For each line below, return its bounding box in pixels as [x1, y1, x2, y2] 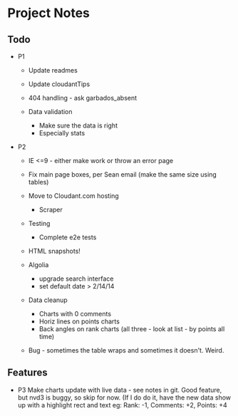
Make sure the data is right [38, 121, 118, 130]
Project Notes [7, 5, 90, 21]
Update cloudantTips [28, 80, 90, 88]
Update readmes [28, 66, 78, 74]
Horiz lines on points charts [38, 317, 120, 326]
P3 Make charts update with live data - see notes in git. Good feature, [17, 385, 222, 394]
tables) [28, 178, 49, 186]
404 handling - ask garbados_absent [28, 94, 138, 102]
